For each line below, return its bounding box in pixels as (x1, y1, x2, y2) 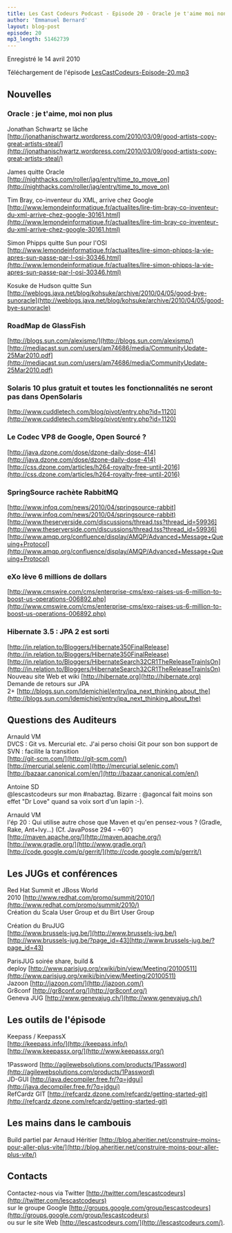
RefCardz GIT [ (7, 1090, 50, 1098)
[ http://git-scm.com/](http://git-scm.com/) (7, 755, 127, 763)
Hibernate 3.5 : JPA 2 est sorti (7, 627, 110, 637)
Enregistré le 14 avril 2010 (7, 55, 81, 63)
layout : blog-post (7, 23, 60, 30)
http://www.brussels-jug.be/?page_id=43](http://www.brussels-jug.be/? (9, 936, 215, 945)
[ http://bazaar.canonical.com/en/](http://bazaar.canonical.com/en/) (7, 769, 199, 777)
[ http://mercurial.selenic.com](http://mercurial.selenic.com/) (7, 762, 179, 771)
